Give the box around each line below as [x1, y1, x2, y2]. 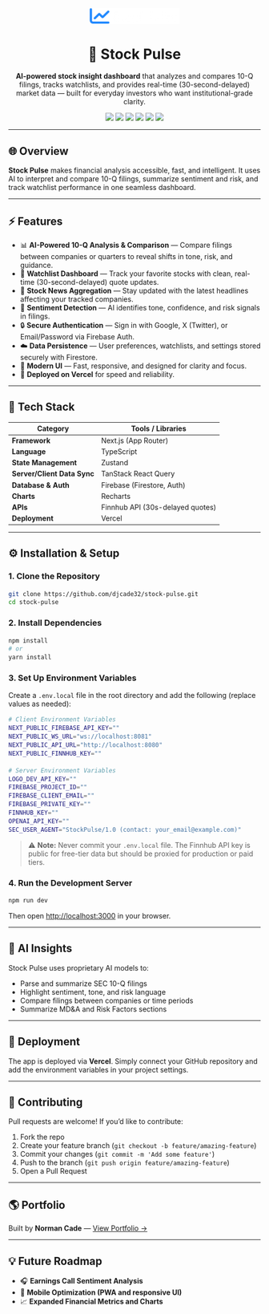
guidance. [19, 261, 54, 270]
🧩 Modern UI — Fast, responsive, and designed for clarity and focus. [19, 361, 247, 371]
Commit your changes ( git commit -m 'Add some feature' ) [19, 1150, 215, 1159]
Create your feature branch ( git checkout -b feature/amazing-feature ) [19, 1141, 257, 1150]
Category [37, 424, 70, 433]
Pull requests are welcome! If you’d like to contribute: [8, 1117, 184, 1126]
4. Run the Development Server [8, 877, 133, 888]
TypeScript [101, 446, 138, 456]
